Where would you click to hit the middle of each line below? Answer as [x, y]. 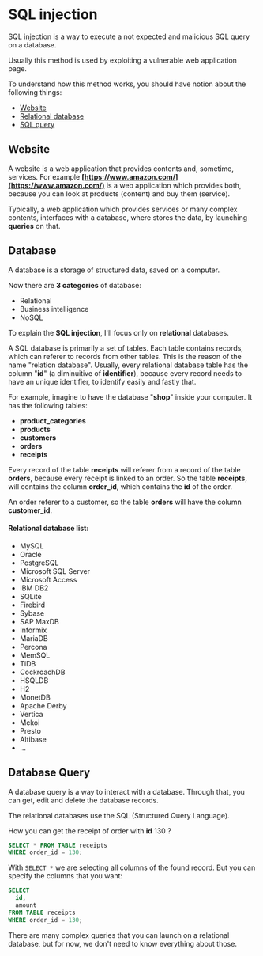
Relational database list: [49, 529]
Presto [30, 730]
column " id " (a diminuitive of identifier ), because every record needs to [125, 373]
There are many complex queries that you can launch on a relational [119, 935]
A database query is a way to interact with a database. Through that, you [126, 791]
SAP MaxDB [39, 621]
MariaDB [34, 638]
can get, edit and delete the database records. [84, 800]
